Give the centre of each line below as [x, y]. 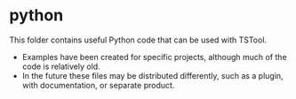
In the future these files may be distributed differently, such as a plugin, [152, 75]
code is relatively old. [61, 66]
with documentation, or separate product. [98, 85]
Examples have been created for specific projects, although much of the [154, 57]
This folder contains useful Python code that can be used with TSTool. [138, 40]
